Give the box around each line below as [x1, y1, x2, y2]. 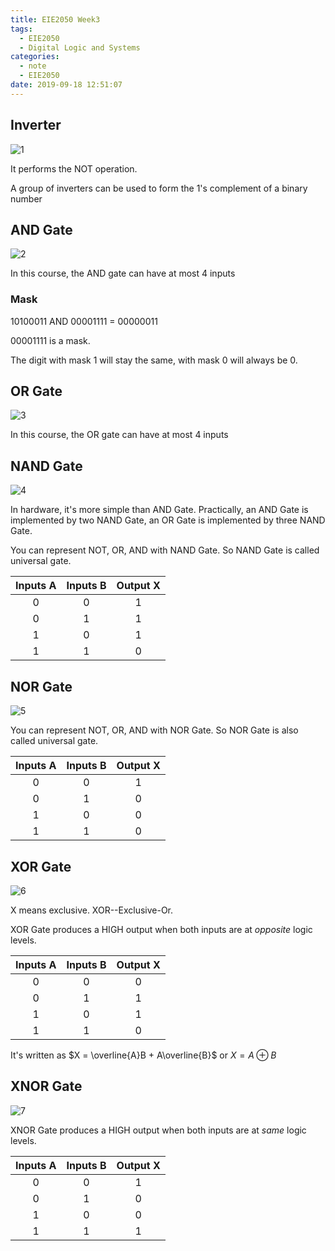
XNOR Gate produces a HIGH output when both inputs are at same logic [10, 1124, 307, 1136]
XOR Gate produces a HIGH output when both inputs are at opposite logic [10, 923, 313, 935]
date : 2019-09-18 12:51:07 [10, 80, 123, 90]
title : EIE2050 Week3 [10, 14, 101, 25]
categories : [10, 52, 60, 62]
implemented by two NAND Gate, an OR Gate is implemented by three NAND [10, 514, 326, 526]
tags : [10, 24, 33, 34]
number [10, 192, 43, 205]
